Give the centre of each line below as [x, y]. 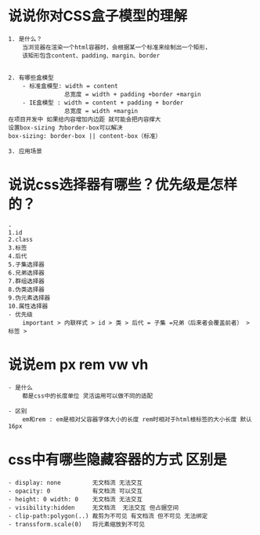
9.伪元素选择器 [29, 298]
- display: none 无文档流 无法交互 [76, 482]
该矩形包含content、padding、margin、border [91, 56]
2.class [21, 239]
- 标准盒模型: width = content [70, 86]
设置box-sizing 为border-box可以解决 [65, 127]
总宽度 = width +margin [101, 111]
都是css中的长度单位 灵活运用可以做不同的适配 [88, 396]
